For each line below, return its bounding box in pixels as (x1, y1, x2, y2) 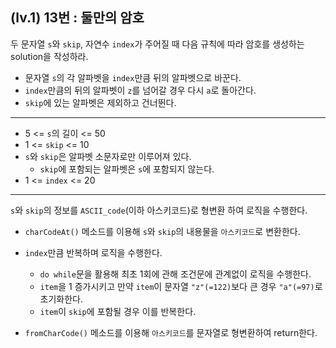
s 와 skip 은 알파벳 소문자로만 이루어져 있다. (24, 150, 192, 162)
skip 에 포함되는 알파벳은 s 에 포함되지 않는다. (39, 163, 215, 175)
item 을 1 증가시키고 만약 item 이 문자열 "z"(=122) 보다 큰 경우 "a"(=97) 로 (39, 280, 323, 292)
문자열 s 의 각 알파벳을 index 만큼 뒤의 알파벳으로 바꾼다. (24, 71, 242, 83)
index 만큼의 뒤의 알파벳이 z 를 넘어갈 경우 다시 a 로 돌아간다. (24, 84, 257, 96)
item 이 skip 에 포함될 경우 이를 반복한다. (39, 305, 197, 317)
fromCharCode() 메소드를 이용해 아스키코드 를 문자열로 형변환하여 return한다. (24, 326, 318, 338)
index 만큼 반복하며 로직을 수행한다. (24, 246, 163, 258)
